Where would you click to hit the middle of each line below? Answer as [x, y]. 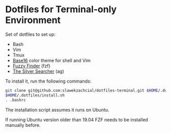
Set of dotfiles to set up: [31, 34]
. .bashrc [16, 100]
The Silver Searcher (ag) [38, 71]
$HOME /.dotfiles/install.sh [35, 95]
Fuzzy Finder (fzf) [32, 66]
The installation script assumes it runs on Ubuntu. [57, 110]
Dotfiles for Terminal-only [61, 9]
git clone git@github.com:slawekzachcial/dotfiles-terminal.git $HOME [82, 90]
